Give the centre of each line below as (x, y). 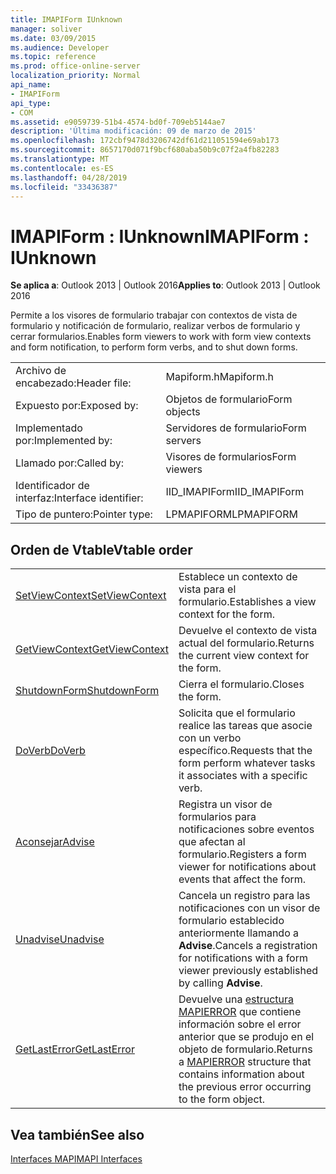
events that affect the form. (242, 879)
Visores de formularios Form (231, 457)
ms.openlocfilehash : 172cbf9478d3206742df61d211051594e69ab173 (145, 141)
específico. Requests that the (245, 751)
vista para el (207, 589)
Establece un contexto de (238, 577)
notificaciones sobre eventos (246, 829)
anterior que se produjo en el (246, 1037)
